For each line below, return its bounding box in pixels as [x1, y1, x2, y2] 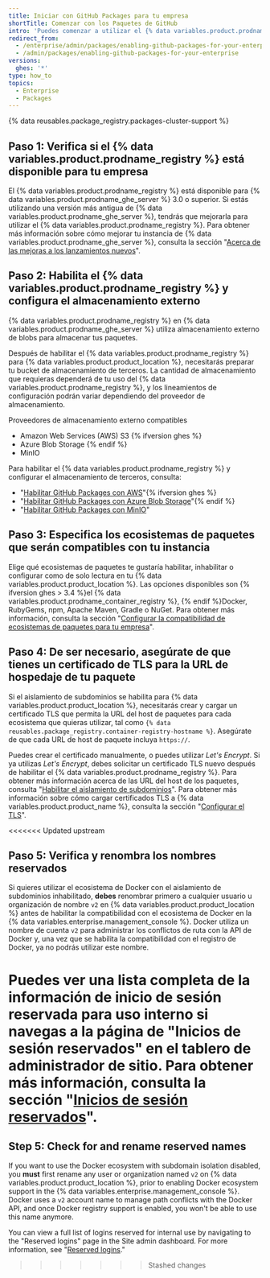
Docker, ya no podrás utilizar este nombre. [8, 942, 149, 952]
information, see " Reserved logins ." [8, 1245, 126, 1255]
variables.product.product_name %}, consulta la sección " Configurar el [8, 802, 245, 811]
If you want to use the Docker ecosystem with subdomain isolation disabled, [8, 1161, 261, 1171]
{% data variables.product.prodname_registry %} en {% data [8, 315, 211, 325]
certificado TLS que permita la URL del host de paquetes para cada [8, 709, 231, 719]
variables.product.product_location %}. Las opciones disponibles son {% [8, 579, 251, 588]
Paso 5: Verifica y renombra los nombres [8, 848, 217, 862]
